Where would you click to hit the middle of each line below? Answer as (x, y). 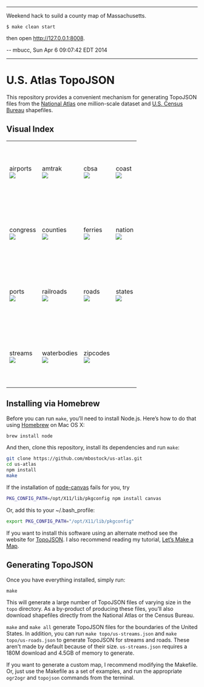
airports (21, 168)
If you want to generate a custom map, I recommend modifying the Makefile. (102, 664)
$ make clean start (31, 27)
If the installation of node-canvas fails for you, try (68, 487)
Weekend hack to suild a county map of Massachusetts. (76, 16)
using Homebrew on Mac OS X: (46, 425)
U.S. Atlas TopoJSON (61, 80)
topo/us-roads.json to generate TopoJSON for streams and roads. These (98, 639)
